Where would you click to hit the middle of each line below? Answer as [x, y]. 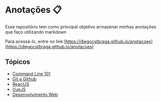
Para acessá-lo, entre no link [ [36, 41]
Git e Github [24, 79]
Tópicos [18, 62]
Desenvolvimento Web [35, 94]
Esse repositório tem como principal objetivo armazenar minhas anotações [81, 27]
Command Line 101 [31, 74]
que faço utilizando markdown [36, 32]
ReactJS [21, 84]
